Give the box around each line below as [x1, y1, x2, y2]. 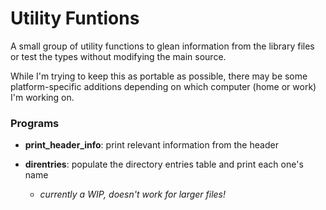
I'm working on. [10, 91, 75, 103]
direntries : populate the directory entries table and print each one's [24, 158, 304, 171]
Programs [10, 116, 60, 130]
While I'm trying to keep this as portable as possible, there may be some [10, 70, 308, 82]
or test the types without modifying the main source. [10, 50, 227, 62]
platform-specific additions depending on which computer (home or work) [10, 80, 317, 92]
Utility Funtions [10, 7, 140, 30]
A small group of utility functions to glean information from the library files [10, 40, 315, 52]
